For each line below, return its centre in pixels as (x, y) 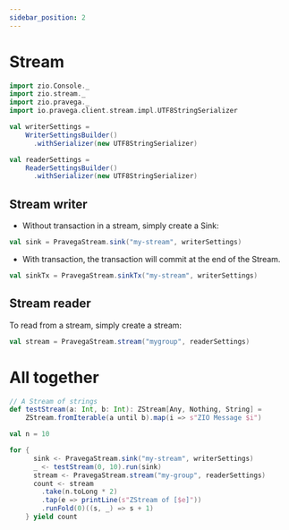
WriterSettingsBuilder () (72, 135)
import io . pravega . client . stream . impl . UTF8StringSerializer (124, 111)
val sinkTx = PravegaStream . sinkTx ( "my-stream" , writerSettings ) (133, 276)
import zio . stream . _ (48, 94)
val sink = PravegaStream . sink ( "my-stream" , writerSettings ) (126, 243)
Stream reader (50, 304)
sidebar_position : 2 (48, 17)
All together (55, 377)
